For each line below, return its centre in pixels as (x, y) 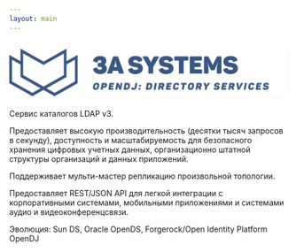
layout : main (33, 19)
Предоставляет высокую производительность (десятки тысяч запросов (146, 130)
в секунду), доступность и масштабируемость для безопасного (131, 140)
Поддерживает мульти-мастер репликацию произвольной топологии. (142, 176)
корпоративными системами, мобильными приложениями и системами (147, 202)
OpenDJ (24, 238)
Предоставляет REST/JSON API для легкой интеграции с (116, 193)
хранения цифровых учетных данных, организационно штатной (130, 149)
